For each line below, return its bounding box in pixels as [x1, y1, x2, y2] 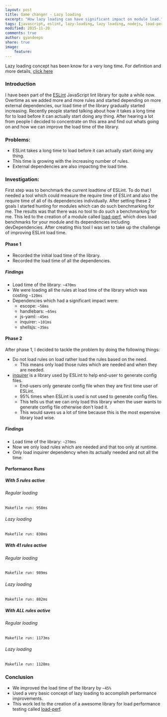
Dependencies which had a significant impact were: [12, 298, 119, 304]
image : [5, 44, 19, 49]
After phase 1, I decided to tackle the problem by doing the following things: [5, 347, 160, 353]
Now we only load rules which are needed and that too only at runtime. [12, 444, 158, 450]
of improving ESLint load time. [5, 230, 67, 236]
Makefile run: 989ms [5, 570, 48, 576]
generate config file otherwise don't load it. [19, 404, 108, 410]
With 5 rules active [5, 477, 45, 483]
